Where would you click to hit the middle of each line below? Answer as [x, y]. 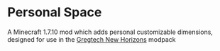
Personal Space [55, 12]
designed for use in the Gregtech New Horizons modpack [92, 39]
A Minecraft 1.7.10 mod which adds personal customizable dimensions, [110, 32]
